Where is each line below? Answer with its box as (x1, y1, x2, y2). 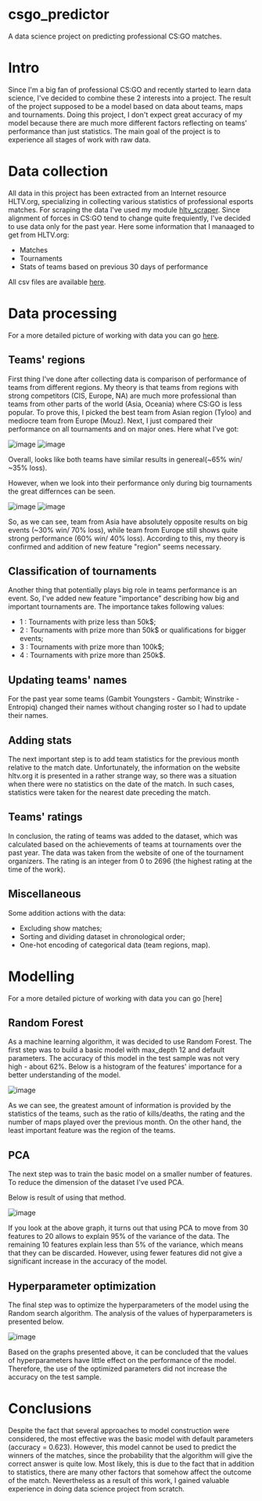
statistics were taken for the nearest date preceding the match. (8, 788, 211, 797)
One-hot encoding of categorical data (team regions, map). (19, 940, 211, 949)
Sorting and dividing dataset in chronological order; (19, 931, 185, 941)
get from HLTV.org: (8, 230, 70, 239)
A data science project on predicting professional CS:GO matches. (8, 31, 222, 41)
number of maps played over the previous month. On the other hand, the (8, 1117, 242, 1127)
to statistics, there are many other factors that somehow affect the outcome (8, 1467, 252, 1477)
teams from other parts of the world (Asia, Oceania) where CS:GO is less (8, 399, 242, 409)
